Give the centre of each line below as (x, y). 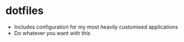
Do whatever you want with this (52, 33)
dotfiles (25, 11)
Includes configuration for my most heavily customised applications (96, 27)
